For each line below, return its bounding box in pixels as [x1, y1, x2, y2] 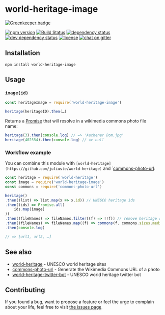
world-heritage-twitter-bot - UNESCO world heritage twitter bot [12, 272, 141, 277]
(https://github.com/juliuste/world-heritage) [5, 166, 102, 171]
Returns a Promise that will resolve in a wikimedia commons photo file [5, 118, 146, 124]
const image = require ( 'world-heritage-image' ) [5, 180, 105, 185]
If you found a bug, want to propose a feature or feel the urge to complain [5, 299, 154, 305]
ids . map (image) [14, 207, 45, 212]
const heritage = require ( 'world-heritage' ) [5, 175, 98, 180]
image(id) [5, 90, 28, 96]
